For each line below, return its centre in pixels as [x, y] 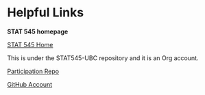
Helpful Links [46, 13]
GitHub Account [30, 84]
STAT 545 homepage [38, 31]
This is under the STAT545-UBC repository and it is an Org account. [103, 58]
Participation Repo [33, 71]
